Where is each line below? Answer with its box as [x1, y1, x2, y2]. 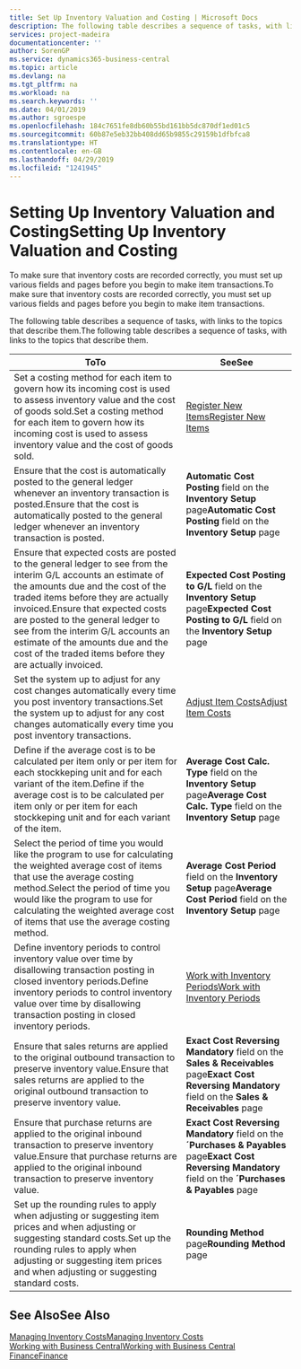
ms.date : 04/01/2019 [9, 105, 87, 114]
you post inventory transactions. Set [13, 696, 164, 708]
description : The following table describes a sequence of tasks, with [9, 22, 282, 31]
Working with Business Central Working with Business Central [9, 1341, 236, 1352]
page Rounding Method [185, 1238, 286, 1251]
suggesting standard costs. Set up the [13, 1232, 172, 1244]
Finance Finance [9, 1350, 69, 1361]
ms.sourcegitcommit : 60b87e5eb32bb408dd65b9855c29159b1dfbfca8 [9, 130, 251, 139]
